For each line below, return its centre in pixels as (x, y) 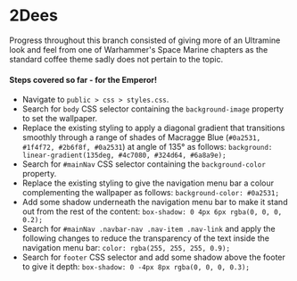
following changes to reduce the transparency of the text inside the (146, 238)
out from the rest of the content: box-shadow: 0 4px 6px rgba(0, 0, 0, (152, 211)
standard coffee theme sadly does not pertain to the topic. (116, 59)
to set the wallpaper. (60, 119)
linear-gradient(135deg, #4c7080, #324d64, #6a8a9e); (124, 156)
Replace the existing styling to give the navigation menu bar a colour (148, 183)
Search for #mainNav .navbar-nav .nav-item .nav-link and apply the (148, 229)
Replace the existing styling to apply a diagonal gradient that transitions (153, 128)
